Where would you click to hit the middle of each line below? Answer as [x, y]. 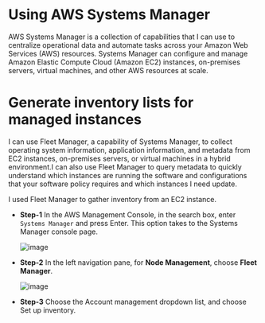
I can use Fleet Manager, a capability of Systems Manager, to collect [121, 142]
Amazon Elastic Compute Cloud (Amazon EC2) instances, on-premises [125, 62]
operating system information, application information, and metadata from [129, 150]
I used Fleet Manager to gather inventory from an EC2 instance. [113, 199]
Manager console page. [58, 232]
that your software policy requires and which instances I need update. [123, 184]
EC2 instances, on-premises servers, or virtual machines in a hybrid [119, 158]
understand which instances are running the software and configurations [128, 175]
